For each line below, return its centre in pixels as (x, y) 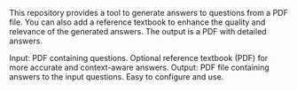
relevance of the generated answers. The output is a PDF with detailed (138, 31)
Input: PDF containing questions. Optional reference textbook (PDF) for (139, 58)
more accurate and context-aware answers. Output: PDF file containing (140, 67)
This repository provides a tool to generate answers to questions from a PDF (148, 13)
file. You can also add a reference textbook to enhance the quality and (137, 22)
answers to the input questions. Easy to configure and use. (117, 77)
